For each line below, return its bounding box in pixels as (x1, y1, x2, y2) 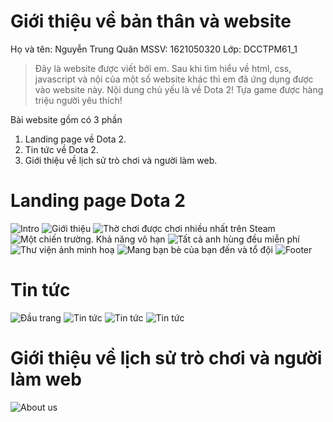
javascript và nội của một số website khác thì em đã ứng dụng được (34, 73, 314, 85)
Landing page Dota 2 (10, 190, 186, 212)
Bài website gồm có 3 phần (10, 113, 123, 125)
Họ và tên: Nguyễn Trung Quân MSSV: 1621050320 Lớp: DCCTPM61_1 (10, 43, 298, 55)
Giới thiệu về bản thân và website (10, 10, 292, 33)
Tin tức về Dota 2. (24, 143, 99, 155)
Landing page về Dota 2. (24, 133, 127, 145)
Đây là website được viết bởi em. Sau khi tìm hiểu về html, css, (34, 62, 292, 74)
